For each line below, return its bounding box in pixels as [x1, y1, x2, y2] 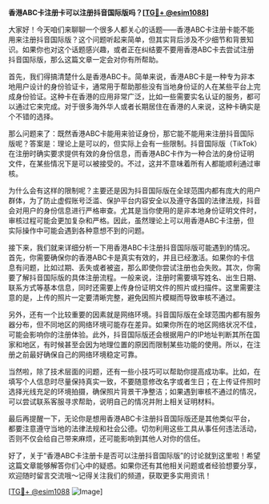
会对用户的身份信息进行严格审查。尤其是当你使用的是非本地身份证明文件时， [8, 206, 261, 215]
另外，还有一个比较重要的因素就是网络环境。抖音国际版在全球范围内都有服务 [8, 310, 261, 319]
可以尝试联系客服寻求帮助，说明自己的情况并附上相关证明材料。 [8, 397, 219, 406]
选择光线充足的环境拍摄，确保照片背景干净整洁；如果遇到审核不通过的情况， [8, 387, 261, 396]
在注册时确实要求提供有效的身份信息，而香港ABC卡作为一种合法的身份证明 [8, 149, 255, 158]
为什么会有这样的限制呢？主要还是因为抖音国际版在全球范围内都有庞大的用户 [8, 186, 261, 195]
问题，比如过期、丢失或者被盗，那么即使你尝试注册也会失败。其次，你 [22, 263, 254, 272]
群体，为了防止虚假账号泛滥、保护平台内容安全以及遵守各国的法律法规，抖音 [8, 196, 261, 205]
